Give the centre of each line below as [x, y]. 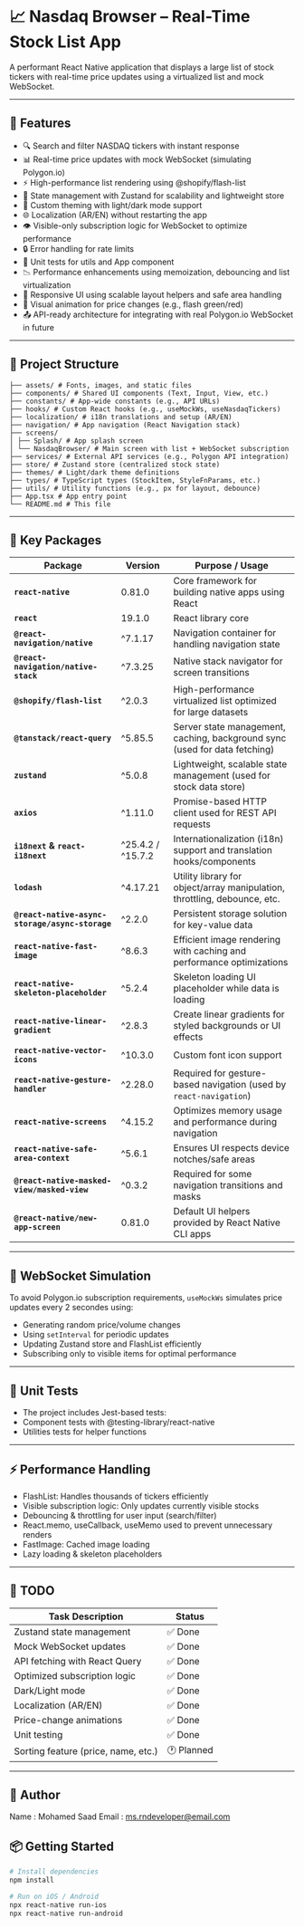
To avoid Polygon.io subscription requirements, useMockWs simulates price [146, 1298]
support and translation [223, 850]
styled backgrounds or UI [227, 1026]
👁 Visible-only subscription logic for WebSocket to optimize [135, 225]
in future [38, 327]
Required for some [213, 1174]
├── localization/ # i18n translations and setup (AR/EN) [121, 417]
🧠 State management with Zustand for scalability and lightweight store [153, 196]
